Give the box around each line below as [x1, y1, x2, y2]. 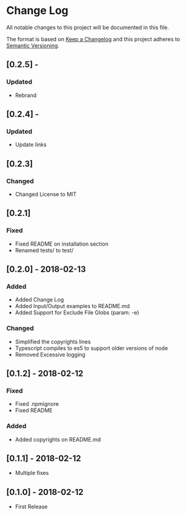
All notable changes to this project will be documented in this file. [6, 24, 170, 31]
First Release [15, 503, 48, 510]
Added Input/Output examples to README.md [15, 303, 130, 310]
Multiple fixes [15, 470, 49, 477]
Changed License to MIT [15, 190, 77, 198]
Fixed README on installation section [15, 240, 109, 247]
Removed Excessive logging [15, 351, 86, 358]
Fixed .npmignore [15, 400, 59, 408]
